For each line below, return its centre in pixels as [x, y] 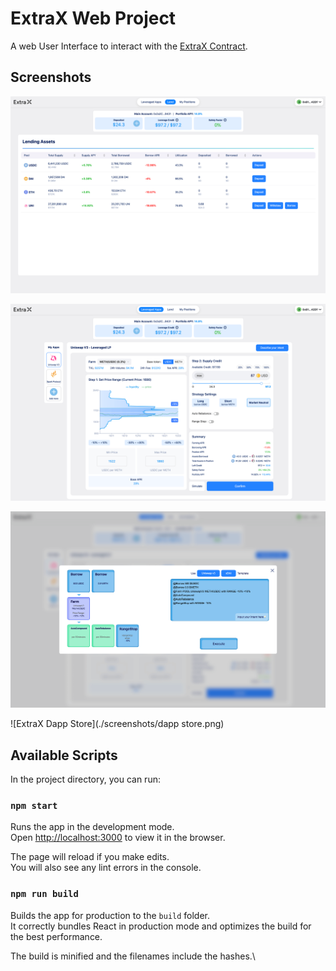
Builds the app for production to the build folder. [110, 915]
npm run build [44, 894]
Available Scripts [64, 755]
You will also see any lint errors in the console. [106, 868]
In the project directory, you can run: [85, 779]
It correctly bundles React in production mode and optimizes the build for [161, 926]
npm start [34, 805]
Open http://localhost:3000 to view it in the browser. [118, 838]
